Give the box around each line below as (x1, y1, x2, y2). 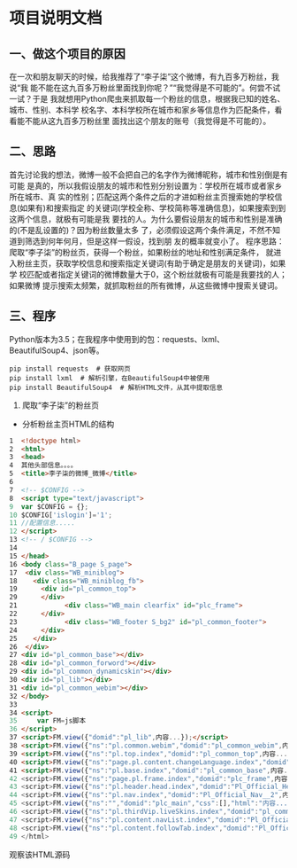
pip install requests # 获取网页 (9, 364, 131, 373)
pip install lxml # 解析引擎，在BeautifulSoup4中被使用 (9, 373, 210, 382)
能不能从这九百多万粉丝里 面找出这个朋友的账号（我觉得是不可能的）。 (16, 116, 271, 126)
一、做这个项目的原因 (9, 46, 126, 61)
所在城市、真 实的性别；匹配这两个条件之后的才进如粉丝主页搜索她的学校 (9, 192, 275, 202)
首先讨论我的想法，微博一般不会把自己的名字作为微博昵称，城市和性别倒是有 (9, 169, 288, 180)
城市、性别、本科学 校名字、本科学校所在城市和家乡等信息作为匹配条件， (9, 105, 275, 115)
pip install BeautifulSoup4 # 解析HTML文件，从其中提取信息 (9, 383, 224, 392)
